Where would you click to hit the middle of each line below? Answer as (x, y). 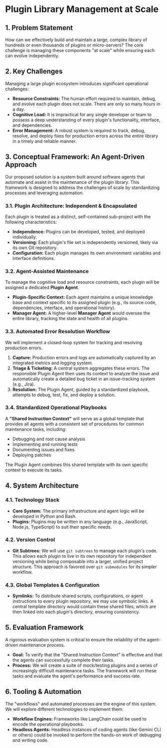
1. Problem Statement (39, 28)
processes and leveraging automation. (44, 193)
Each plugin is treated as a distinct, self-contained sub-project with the (78, 216)
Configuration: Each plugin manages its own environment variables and (86, 253)
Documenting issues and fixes (43, 449)
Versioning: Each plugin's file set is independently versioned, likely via (85, 242)
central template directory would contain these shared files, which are (84, 607)
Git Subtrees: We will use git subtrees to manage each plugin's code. (85, 551)
